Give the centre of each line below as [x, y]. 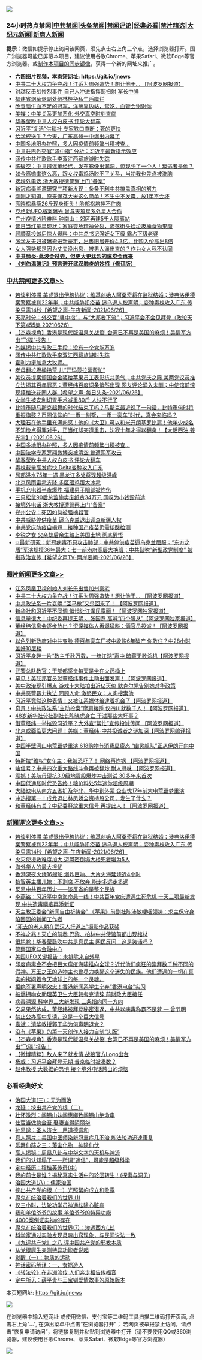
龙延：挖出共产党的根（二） [49, 1108]
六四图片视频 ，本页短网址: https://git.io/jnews [73, 76]
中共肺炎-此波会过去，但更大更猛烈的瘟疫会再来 [74, 256]
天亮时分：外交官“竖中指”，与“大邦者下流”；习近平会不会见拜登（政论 [101, 317]
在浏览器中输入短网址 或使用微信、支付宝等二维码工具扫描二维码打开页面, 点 [100, 1317]
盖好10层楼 [28, 648]
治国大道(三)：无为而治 [43, 1100]
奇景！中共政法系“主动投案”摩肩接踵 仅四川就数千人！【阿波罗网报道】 [102, 708]
